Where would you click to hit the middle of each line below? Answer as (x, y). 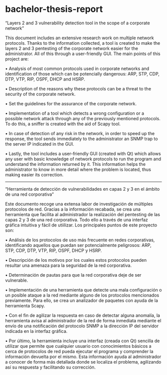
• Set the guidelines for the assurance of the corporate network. (71, 103)
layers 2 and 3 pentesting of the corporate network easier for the (72, 48)
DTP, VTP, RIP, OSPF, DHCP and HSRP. (45, 79)
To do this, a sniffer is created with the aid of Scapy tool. (63, 124)
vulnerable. (17, 280)
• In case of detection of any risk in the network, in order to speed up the (80, 133)
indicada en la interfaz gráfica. (37, 331)
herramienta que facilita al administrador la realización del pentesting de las (83, 214)
